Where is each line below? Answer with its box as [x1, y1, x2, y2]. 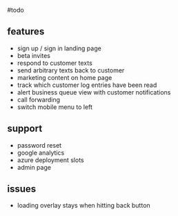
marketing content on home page [17, 73, 112, 81]
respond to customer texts [17, 59, 93, 67]
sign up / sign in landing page [17, 44, 101, 52]
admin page [17, 163, 52, 171]
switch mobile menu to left [17, 103, 93, 111]
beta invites [17, 51, 50, 59]
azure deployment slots [17, 155, 84, 164]
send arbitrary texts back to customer [17, 66, 125, 75]
